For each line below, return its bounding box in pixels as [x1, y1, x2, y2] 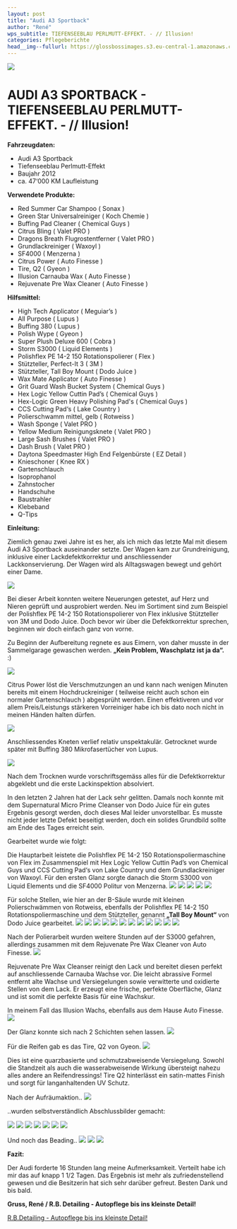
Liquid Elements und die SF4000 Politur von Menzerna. [7, 881, 168, 890]
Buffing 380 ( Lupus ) [17, 321, 80, 330]
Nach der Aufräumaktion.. [7, 1093, 83, 1102]
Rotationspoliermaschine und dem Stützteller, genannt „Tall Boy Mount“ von [7, 910, 229, 919]
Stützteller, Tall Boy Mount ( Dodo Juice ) [17, 367, 137, 375]
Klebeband [17, 502, 49, 510]
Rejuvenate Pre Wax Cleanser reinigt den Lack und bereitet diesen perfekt [7, 962, 222, 971]
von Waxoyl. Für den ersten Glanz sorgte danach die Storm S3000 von [7, 873, 213, 881]
